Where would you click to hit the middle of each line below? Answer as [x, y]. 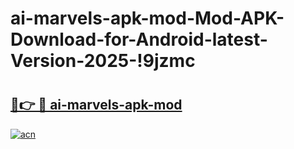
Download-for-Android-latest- [139, 39]
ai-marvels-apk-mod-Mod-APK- [147, 18]
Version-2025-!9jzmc [103, 61]
